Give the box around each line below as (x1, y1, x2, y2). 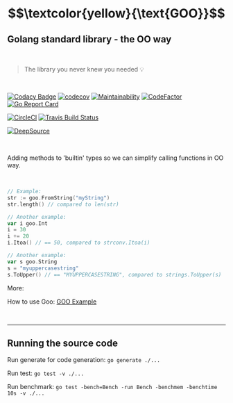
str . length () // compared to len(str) (7, 201, 119, 208)
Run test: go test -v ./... (7, 369, 85, 377)
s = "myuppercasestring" (7, 265, 79, 272)
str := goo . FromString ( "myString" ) (7, 194, 110, 201)
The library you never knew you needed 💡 (24, 65, 144, 73)
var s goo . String (7, 258, 58, 265)
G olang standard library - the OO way (7, 33, 172, 45)
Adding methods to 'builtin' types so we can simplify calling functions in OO (7, 154, 224, 162)
